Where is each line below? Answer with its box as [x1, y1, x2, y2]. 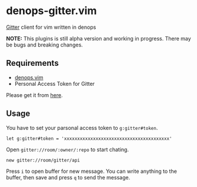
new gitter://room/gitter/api [6, 157, 81, 163]
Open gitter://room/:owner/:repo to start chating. [6, 146, 129, 153]
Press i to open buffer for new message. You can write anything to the [6, 168, 178, 175]
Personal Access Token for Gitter [14, 80, 95, 87]
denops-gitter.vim [6, 4, 97, 18]
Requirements [6, 58, 59, 68]
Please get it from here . [6, 91, 63, 98]
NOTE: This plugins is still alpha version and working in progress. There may [6, 35, 191, 42]
